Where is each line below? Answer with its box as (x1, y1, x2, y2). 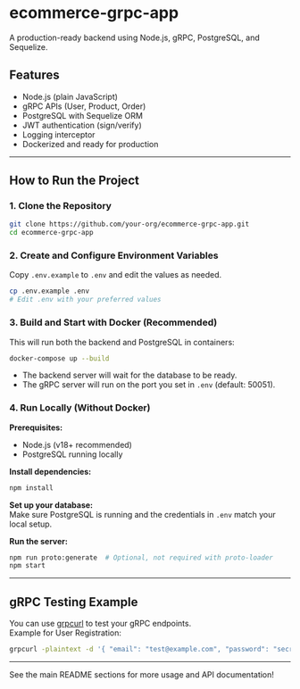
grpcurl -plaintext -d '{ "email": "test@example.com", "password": (9, 645, 270, 654)
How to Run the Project (9, 173, 140, 188)
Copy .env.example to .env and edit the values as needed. (9, 270, 222, 280)
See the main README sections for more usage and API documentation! (9, 669, 275, 680)
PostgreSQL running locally (21, 449, 123, 460)
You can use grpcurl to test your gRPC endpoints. (9, 618, 192, 629)
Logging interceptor (21, 129, 96, 140)
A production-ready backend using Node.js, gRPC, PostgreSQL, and (9, 32, 261, 43)
